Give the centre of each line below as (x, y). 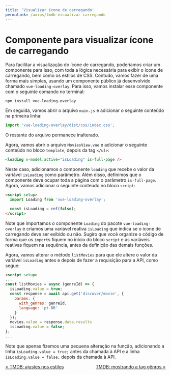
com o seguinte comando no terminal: (45, 92)
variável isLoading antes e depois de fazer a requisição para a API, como (82, 260)
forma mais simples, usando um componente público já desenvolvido (78, 81)
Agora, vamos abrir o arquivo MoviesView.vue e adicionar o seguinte (76, 145)
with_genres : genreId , (43, 303)
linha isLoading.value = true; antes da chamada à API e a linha (73, 351)
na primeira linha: (23, 116)
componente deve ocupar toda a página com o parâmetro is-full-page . (81, 180)
